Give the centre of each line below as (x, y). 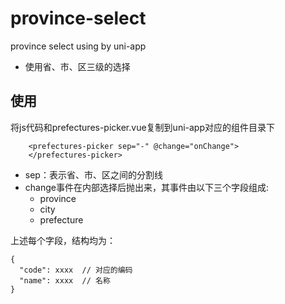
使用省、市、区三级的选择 (77, 66)
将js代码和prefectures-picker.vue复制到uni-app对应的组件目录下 (142, 127)
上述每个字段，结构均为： (63, 240)
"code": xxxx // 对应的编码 (76, 270)
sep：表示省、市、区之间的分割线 (93, 174)
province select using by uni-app (78, 46)
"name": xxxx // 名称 (65, 280)
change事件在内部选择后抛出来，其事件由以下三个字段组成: (146, 187)
